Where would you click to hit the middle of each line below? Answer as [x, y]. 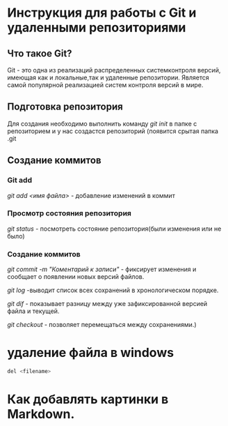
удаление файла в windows [91, 353]
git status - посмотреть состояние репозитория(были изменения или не [114, 229]
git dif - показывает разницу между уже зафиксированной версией [107, 304]
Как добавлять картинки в [88, 400]
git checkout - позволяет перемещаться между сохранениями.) [102, 325]
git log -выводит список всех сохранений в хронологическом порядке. [113, 290]
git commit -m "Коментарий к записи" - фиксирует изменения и [102, 269]
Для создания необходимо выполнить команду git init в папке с [102, 123]
